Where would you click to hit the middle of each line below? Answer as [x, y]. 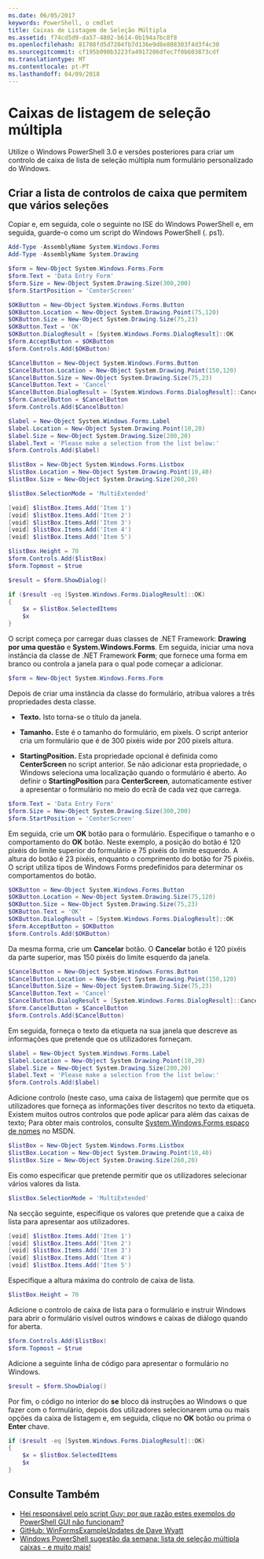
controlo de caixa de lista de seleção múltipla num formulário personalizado [131, 160]
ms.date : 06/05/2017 [42, 15]
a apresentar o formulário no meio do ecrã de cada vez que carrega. [130, 789]
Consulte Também [54, 1495]
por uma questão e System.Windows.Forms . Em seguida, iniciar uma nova [131, 647]
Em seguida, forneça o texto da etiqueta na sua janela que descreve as [123, 1030]
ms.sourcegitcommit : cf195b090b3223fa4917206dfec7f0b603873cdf [114, 52]
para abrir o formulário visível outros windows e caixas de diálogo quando [128, 1318]
